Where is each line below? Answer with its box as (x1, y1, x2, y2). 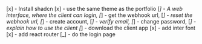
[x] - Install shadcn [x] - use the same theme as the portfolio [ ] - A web (6, 5, 183, 12)
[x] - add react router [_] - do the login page (6, 31, 116, 38)
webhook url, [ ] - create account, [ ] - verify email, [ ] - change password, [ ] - (6, 18, 197, 25)
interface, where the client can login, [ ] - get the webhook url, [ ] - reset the (6, 11, 193, 19)
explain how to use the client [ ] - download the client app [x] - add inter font (6, 24, 195, 31)
